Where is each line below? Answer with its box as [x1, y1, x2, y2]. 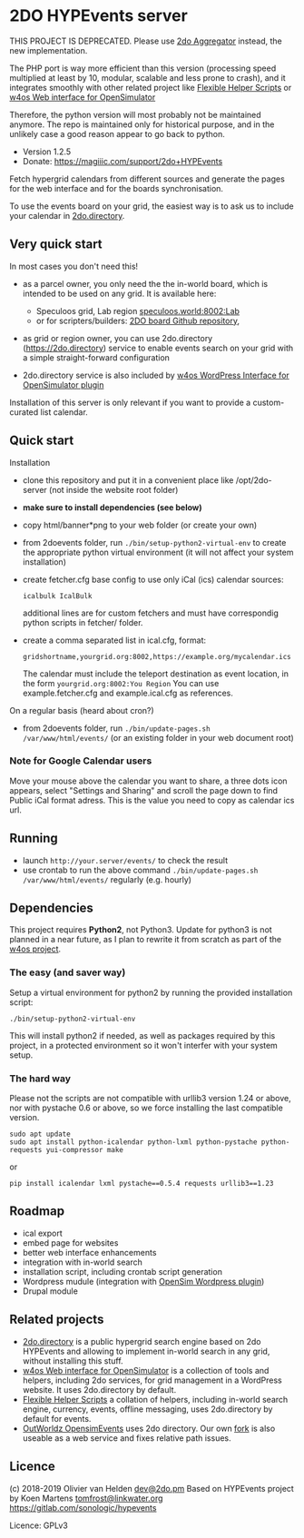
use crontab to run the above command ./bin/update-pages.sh [22, 864, 259, 875]
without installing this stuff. [22, 1355, 124, 1366]
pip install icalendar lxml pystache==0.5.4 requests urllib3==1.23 [9, 1179, 274, 1188]
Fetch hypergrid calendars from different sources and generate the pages [9, 173, 286, 184]
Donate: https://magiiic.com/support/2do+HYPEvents [22, 155, 223, 166]
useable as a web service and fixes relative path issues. [22, 1432, 231, 1444]
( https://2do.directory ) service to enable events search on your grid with [22, 342, 294, 353]
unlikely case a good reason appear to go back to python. [9, 128, 225, 139]
